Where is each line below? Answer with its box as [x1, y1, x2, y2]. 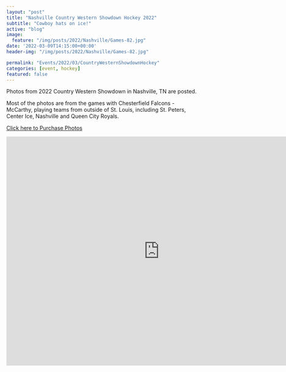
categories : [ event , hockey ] [6, 65, 81, 71]
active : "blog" [6, 26, 45, 32]
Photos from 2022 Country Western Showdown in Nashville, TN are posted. [6, 88, 197, 95]
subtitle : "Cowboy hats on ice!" [6, 20, 92, 26]
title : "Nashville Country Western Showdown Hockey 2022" [6, 15, 157, 21]
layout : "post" [6, 9, 45, 15]
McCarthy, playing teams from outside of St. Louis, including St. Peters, [6, 106, 186, 114]
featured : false [6, 71, 48, 77]
